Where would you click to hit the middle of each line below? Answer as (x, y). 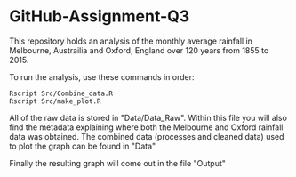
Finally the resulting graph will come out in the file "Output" (118, 163)
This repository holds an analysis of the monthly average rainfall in (131, 41)
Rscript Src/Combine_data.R (61, 93)
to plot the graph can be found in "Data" (83, 146)
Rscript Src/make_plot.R (55, 101)
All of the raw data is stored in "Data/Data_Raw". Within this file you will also (148, 117)
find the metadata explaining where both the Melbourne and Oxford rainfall (146, 127)
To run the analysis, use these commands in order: (102, 76)
